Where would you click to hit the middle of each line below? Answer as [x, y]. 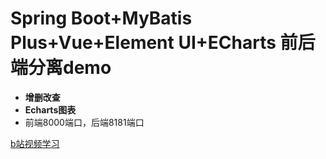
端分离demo [61, 68]
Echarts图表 [50, 109]
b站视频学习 [35, 143]
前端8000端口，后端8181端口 [84, 122]
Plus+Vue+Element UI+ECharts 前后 [163, 43]
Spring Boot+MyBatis [101, 18]
